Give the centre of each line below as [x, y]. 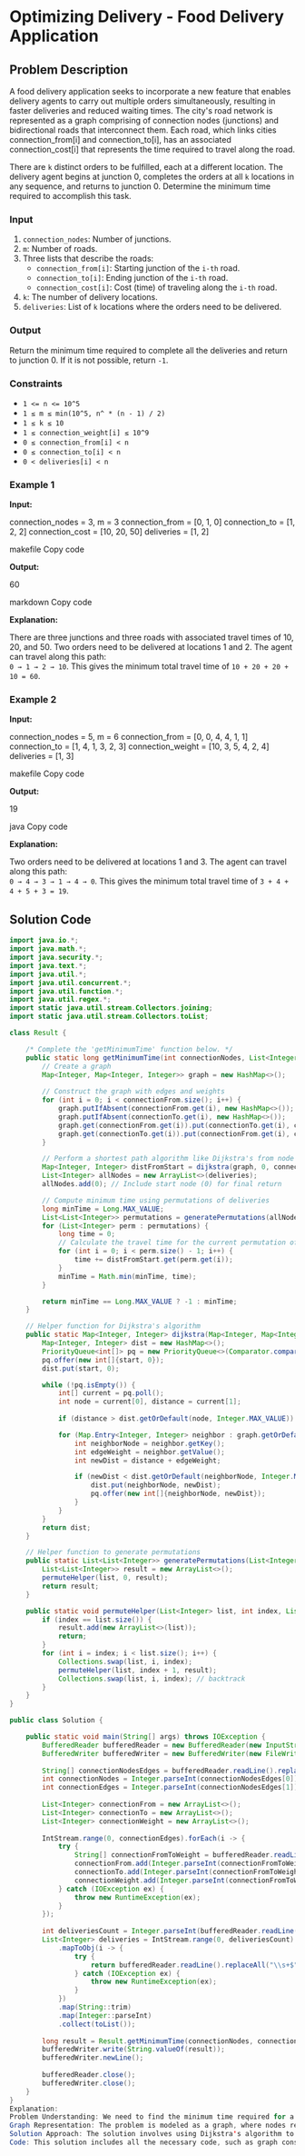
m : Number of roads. [60, 249]
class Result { [38, 1033]
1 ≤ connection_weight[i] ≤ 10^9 [86, 433]
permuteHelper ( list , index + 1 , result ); [138, 1670]
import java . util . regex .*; [60, 1000]
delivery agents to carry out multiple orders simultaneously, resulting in [143, 101]
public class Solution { [56, 1721]
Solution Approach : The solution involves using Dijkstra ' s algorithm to [152, 2134]
